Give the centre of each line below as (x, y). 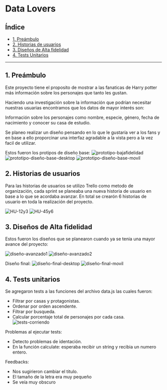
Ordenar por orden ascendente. (45, 306)
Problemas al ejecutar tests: (34, 332)
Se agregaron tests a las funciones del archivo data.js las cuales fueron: (79, 291)
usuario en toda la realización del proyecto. (49, 201)
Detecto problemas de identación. (47, 342)
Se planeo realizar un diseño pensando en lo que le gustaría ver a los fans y (83, 132)
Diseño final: (18, 264)
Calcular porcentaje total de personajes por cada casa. (69, 317)
